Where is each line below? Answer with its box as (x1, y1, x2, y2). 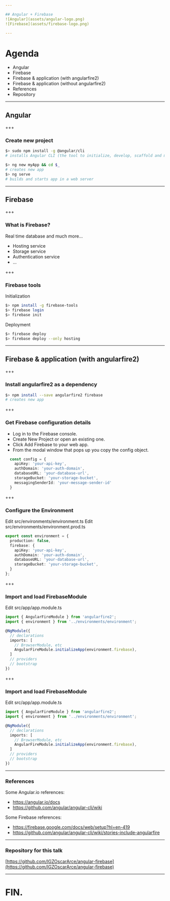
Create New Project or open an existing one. (12, 436, 105, 442)
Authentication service (12, 253, 60, 259)
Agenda (5, 48, 39, 59)
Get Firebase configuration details (5, 419, 91, 426)
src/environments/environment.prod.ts (5, 524, 86, 530)
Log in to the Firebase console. (12, 430, 77, 437)
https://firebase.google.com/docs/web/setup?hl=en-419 (12, 824, 130, 830)
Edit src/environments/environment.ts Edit (5, 518, 93, 524)
